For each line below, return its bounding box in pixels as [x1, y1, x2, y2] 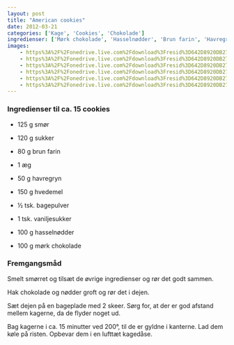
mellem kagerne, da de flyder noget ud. [7, 309, 120, 317]
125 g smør [17, 120, 50, 129]
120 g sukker [17, 134, 54, 142]
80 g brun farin [17, 147, 61, 155]
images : [7, 42, 30, 49]
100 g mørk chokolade [17, 241, 81, 250]
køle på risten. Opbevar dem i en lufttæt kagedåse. [7, 330, 153, 338]
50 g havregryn [17, 174, 62, 182]
